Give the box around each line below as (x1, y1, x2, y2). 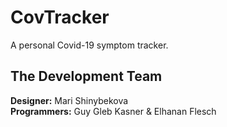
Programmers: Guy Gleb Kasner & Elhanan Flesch (10, 105, 217, 117)
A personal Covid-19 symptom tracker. (10, 39, 169, 51)
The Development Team (10, 68, 163, 85)
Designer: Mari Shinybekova (10, 94, 129, 106)
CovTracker (10, 6, 110, 29)
